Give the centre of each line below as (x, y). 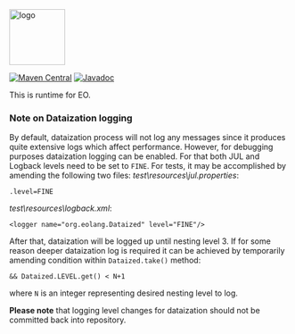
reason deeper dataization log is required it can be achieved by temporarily (147, 251)
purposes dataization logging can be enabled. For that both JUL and (135, 156)
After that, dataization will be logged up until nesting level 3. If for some (140, 241)
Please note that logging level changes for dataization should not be (135, 311)
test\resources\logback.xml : (61, 208)
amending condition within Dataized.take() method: (105, 260)
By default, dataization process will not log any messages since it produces (147, 138)
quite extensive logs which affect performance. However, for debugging (141, 147)
